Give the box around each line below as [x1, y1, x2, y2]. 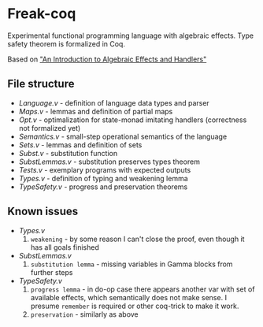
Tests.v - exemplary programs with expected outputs [18, 165, 191, 174]
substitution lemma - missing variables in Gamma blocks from [30, 259, 233, 269]
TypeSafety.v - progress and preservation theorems [18, 182, 188, 191]
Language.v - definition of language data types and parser [18, 98, 209, 107]
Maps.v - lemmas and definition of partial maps [18, 106, 173, 116]
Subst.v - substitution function [18, 148, 118, 158]
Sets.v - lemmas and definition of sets [18, 139, 143, 150]
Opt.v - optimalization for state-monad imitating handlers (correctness [18, 115, 247, 124]
